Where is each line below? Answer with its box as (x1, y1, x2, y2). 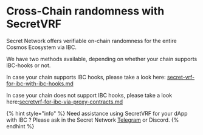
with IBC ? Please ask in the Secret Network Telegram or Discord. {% (6, 116, 179, 123)
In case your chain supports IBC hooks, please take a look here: (6, 73, 166, 81)
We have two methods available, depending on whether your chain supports (6, 55, 198, 62)
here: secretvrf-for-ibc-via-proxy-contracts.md (6, 98, 123, 105)
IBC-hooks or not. (6, 62, 51, 69)
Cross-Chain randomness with (6, 4, 165, 18)
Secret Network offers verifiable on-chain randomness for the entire (6, 37, 177, 44)
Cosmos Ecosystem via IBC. (6, 44, 77, 51)
